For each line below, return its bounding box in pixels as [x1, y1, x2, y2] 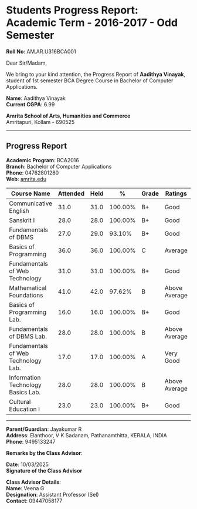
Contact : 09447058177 [6, 497, 63, 504]
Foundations [9, 291, 43, 299]
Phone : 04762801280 [6, 169, 59, 176]
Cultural [9, 397, 31, 406]
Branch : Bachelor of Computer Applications [6, 163, 112, 170]
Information [9, 373, 41, 381]
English [9, 206, 29, 215]
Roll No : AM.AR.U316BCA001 [6, 48, 76, 55]
